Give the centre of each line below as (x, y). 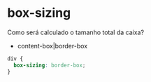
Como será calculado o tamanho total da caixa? (76, 32)
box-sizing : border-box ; (50, 65)
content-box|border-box (52, 46)
